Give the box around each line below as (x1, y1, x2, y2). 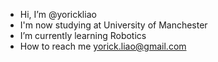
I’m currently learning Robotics (19, 30, 147, 41)
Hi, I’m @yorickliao (19, 9, 97, 20)
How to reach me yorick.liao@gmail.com (19, 40, 187, 52)
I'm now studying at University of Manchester (19, 19, 208, 31)
